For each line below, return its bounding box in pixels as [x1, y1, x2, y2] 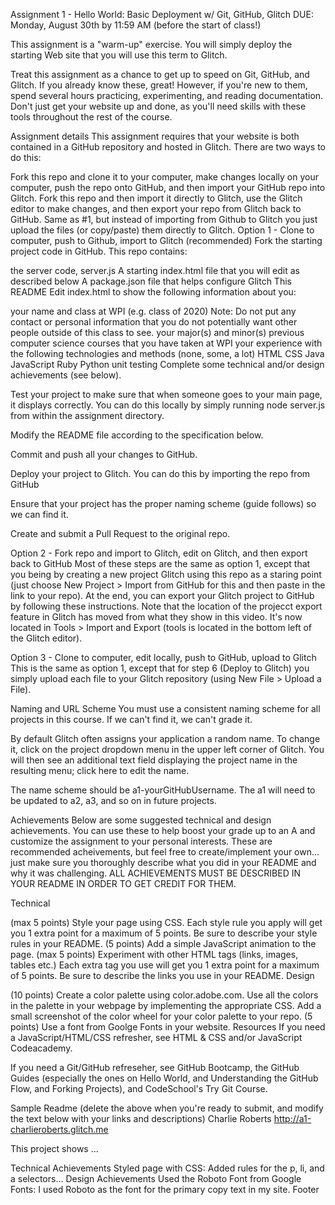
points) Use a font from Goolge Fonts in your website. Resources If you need [10, 1021, 326, 1033]
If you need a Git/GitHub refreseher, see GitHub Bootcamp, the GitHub [10, 1062, 300, 1073]
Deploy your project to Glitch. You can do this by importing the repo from [10, 468, 311, 479]
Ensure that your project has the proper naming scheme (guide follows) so [10, 498, 317, 509]
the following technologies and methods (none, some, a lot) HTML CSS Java [10, 348, 325, 359]
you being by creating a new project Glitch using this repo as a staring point [10, 569, 322, 580]
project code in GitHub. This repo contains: [10, 245, 188, 257]
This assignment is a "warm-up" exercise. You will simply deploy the [10, 39, 293, 50]
